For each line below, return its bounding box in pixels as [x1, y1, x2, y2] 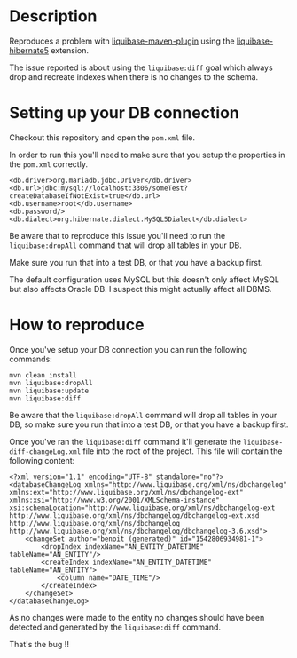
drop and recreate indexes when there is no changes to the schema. [9, 71, 259, 82]
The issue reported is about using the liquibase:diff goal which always [9, 62, 273, 73]
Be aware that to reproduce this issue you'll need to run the [9, 230, 226, 241]
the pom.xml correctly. [9, 158, 89, 170]
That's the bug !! [9, 638, 69, 649]
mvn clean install [9, 370, 77, 379]
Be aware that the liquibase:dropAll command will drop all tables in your [9, 409, 277, 420]
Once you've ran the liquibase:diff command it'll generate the [9, 436, 242, 447]
